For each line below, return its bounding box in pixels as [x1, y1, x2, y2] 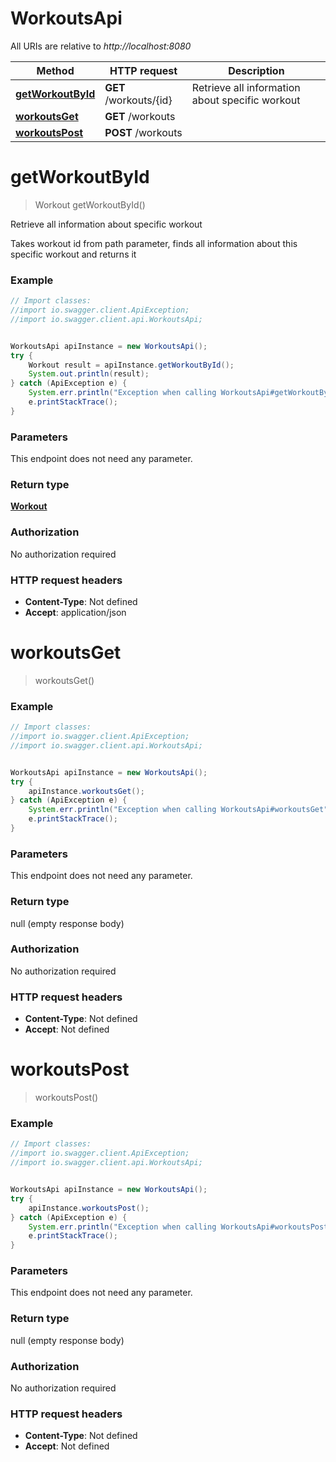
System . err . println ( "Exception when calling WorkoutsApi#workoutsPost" [28, 1222, 333, 1232]
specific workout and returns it [10, 248, 137, 260]
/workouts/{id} [104, 93, 173, 107]
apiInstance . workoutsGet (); [28, 786, 145, 796]
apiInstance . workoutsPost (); [28, 1203, 150, 1213]
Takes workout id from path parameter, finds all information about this [10, 237, 298, 249]
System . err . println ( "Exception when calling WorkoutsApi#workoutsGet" [28, 805, 329, 815]
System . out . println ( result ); [28, 369, 150, 379]
